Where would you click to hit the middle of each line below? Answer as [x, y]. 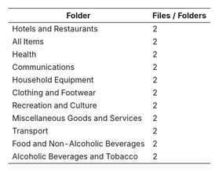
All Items [28, 41]
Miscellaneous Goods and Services [77, 118]
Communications [43, 67]
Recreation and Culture [55, 105]
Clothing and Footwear [54, 92]
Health [24, 54]
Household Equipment [53, 80]
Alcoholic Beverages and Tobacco [75, 156]
